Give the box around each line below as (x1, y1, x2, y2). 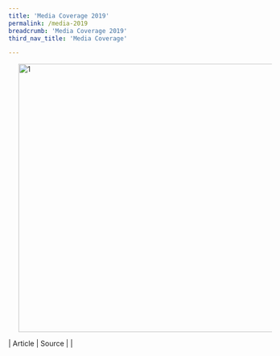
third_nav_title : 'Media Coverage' (8, 34, 128, 43)
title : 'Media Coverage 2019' (8, 11, 110, 20)
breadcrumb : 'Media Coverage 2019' (8, 27, 128, 35)
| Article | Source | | (8, 339, 73, 349)
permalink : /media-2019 (8, 19, 89, 27)
